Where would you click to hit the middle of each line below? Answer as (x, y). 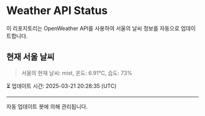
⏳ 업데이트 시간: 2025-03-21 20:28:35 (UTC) (62, 85)
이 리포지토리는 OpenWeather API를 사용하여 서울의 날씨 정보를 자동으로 (93, 28)
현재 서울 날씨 (31, 57)
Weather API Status (57, 11)
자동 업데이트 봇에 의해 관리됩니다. (47, 106)
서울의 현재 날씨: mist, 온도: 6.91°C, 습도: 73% (77, 73)
